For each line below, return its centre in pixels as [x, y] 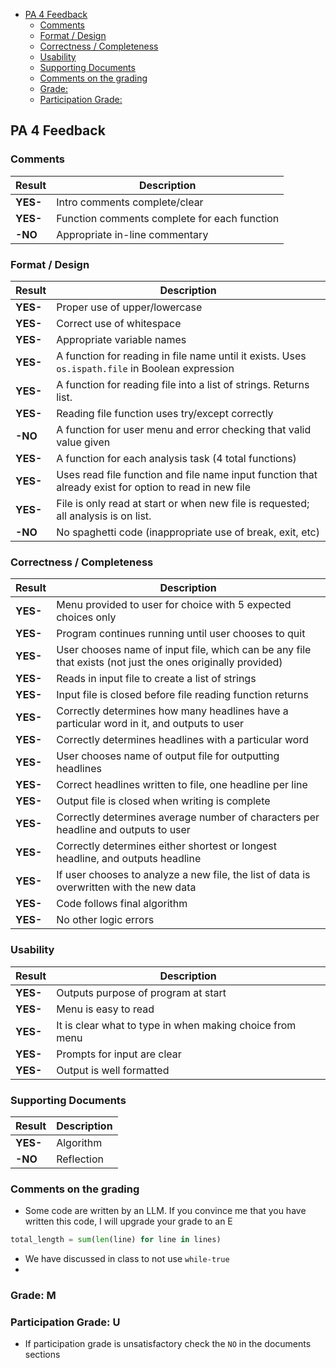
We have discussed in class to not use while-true [127, 1259]
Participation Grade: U [65, 1322]
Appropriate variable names [121, 339]
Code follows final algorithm [122, 904]
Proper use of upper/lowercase [129, 307]
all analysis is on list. [104, 516]
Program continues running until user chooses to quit [181, 634]
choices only [86, 617]
